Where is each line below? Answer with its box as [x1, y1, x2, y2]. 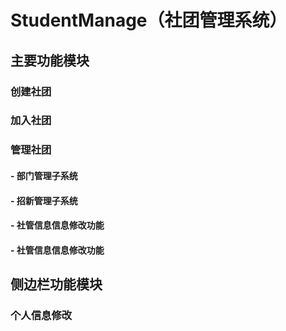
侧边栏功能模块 [10, 276, 103, 293]
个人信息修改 [10, 309, 73, 323]
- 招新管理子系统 [10, 194, 78, 206]
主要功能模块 [10, 52, 90, 69]
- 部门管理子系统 [10, 169, 78, 181]
